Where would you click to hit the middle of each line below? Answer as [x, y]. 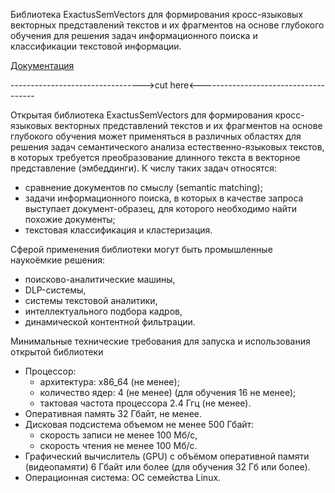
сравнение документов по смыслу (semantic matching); [143, 187]
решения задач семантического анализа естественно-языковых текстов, [167, 147]
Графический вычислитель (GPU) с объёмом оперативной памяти [167, 456]
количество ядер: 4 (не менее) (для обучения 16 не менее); [168, 392]
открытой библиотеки [57, 352]
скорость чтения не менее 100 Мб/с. [118, 445]
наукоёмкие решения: [58, 260]
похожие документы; [70, 219]
